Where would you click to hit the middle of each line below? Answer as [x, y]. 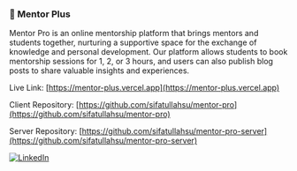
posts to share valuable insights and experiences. [99, 71]
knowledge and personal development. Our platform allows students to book [148, 52]
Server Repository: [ [46, 131]
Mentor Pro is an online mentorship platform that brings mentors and [134, 33]
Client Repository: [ [44, 105]
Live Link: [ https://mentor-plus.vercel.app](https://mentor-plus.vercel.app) [145, 88]
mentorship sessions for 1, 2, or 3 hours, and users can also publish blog [141, 62]
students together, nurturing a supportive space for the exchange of [133, 42]
